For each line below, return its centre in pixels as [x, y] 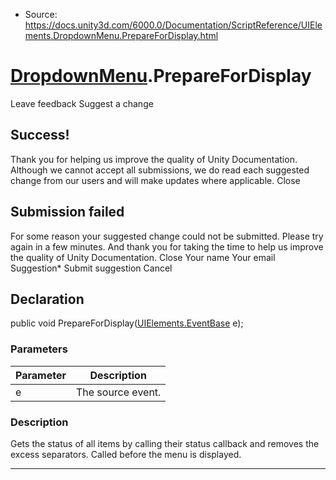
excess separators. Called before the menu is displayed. [126, 454]
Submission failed [67, 212]
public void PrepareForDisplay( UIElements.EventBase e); [127, 323]
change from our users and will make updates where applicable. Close [155, 180]
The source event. [118, 392]
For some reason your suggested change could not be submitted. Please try [167, 236]
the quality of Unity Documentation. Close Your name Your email [143, 257]
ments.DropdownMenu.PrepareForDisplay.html [121, 35]
